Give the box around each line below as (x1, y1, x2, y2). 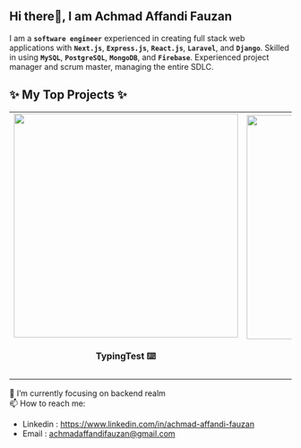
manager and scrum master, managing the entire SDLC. (9, 61, 214, 72)
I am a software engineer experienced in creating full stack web (9, 32, 245, 43)
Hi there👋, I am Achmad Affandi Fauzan (9, 9, 233, 24)
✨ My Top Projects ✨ (9, 87, 127, 103)
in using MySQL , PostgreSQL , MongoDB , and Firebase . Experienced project (9, 51, 270, 63)
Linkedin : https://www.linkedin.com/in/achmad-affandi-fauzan (21, 418, 255, 430)
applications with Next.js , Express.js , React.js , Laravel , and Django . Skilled (9, 42, 289, 53)
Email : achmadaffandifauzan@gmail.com (21, 428, 176, 439)
